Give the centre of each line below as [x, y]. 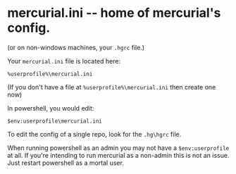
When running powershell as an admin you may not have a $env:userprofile [118, 148]
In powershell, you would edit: [51, 108]
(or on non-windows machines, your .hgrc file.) [76, 47]
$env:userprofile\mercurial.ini [55, 121]
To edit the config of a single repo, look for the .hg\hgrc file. [94, 134]
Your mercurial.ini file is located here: [64, 61]
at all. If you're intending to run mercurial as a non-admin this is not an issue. [118, 155]
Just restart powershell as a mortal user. [66, 163]
